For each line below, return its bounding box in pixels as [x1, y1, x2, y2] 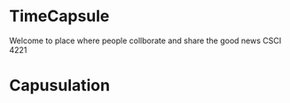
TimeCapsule [9, 6, 110, 26]
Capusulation [9, 76, 111, 96]
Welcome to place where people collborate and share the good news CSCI [9, 35, 282, 46]
